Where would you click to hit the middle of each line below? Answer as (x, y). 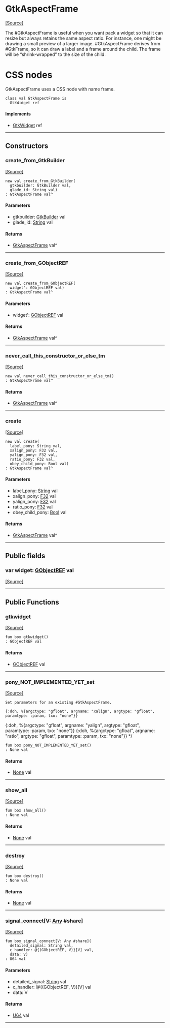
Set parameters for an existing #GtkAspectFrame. (59, 702)
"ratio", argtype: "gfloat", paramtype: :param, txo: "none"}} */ (69, 736)
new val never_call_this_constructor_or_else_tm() (60, 376)
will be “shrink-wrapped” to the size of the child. (56, 54)
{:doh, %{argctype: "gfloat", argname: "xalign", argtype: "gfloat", (80, 711)
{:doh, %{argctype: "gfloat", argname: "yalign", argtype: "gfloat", (73, 725)
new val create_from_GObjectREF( (40, 283)
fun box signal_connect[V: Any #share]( (49, 941)
